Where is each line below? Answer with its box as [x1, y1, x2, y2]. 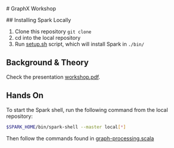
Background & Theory [6, 57, 89, 67]
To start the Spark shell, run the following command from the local [6, 106, 168, 113]
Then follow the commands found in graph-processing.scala [6, 134, 154, 141]
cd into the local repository [14, 34, 81, 41]
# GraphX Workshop [6, 5, 56, 12]
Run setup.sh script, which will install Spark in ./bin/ [14, 41, 144, 47]
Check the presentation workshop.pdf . [6, 73, 100, 81]
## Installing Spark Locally [6, 17, 71, 23]
